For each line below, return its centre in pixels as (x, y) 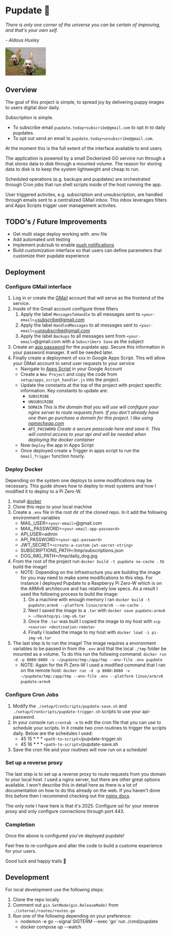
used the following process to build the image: (69, 594)
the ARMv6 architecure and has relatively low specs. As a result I (89, 589)
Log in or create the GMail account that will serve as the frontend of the (88, 298)
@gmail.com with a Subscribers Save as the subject (89, 341)
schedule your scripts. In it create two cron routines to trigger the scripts (90, 728)
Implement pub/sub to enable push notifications (63, 245)
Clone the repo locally (36, 899)
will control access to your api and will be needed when (87, 434)
